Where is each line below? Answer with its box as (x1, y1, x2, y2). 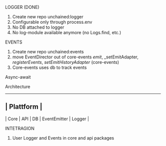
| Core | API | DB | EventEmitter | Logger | (5, 116, 89, 122)
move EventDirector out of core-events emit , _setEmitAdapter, (12, 54, 139, 60)
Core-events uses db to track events (12, 64, 87, 70)
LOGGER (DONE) (5, 4, 40, 10)
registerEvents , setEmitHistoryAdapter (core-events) (12, 59, 120, 65)
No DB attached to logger (12, 24, 64, 30)
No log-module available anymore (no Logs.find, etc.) (12, 30, 122, 35)
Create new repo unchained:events (12, 49, 84, 54)
